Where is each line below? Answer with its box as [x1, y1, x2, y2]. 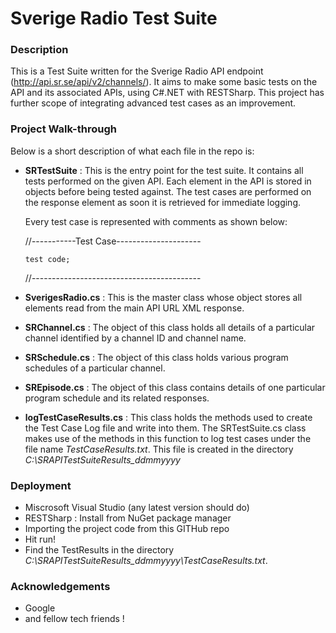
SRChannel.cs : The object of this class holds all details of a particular [24, 321, 316, 333]
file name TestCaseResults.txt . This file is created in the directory [24, 443, 294, 455]
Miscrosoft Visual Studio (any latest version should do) [24, 502, 250, 514]
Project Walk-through [10, 122, 117, 136]
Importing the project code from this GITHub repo [24, 523, 230, 535]
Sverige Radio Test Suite [10, 7, 218, 30]
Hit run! [24, 533, 56, 546]
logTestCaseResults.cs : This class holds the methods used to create [24, 411, 313, 423]
